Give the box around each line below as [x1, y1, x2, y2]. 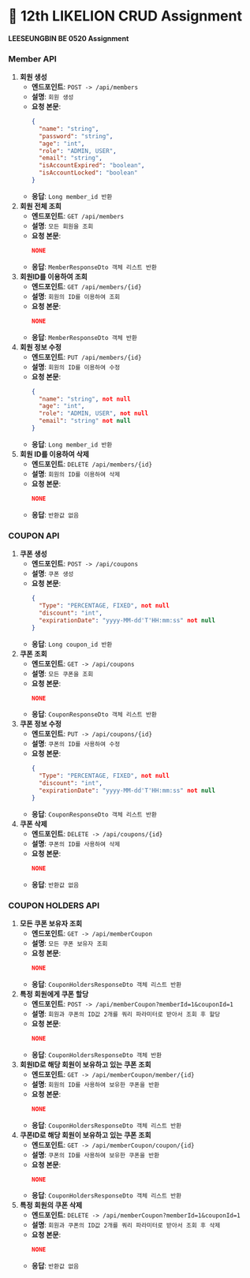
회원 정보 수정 [19, 342, 62, 352]
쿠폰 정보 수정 [19, 719, 62, 729]
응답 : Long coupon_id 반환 [31, 639, 113, 648]
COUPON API [8, 530, 60, 541]
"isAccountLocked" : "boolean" [38, 169, 138, 177]
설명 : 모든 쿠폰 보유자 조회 [31, 938, 108, 947]
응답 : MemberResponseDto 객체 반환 [31, 332, 138, 342]
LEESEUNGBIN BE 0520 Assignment [8, 33, 129, 43]
